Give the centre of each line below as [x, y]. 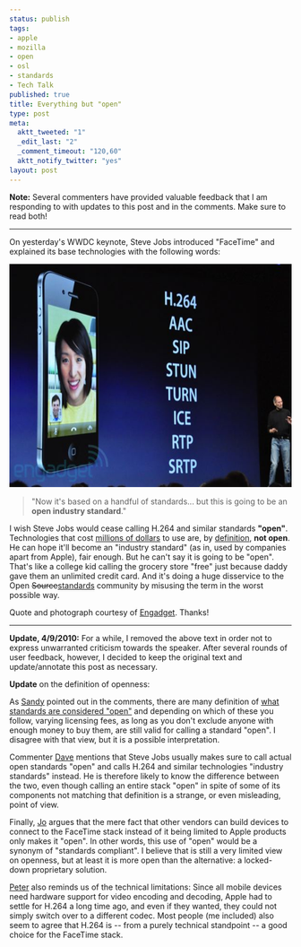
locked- [258, 860]
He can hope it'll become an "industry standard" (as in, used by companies [148, 547]
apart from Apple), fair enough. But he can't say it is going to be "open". [142, 557]
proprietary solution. [69, 869]
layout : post [34, 170]
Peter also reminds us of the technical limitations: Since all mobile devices [146, 887]
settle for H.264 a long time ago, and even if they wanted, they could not [143, 906]
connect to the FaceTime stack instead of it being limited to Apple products [148, 831]
